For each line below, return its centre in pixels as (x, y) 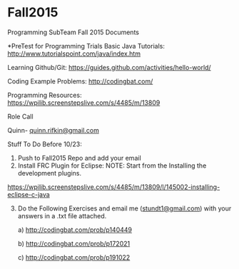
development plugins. (50, 173)
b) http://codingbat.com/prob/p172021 (74, 243)
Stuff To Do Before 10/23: (45, 144)
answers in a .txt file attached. (62, 215)
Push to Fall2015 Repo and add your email (79, 158)
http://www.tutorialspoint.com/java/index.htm (74, 54)
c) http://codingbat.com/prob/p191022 (74, 257)
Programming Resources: (45, 95)
